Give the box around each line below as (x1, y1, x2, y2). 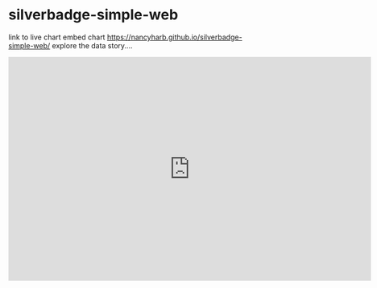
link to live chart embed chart (8, 32, 106, 42)
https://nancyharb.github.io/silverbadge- (106, 32, 243, 42)
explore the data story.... (52, 40, 133, 50)
